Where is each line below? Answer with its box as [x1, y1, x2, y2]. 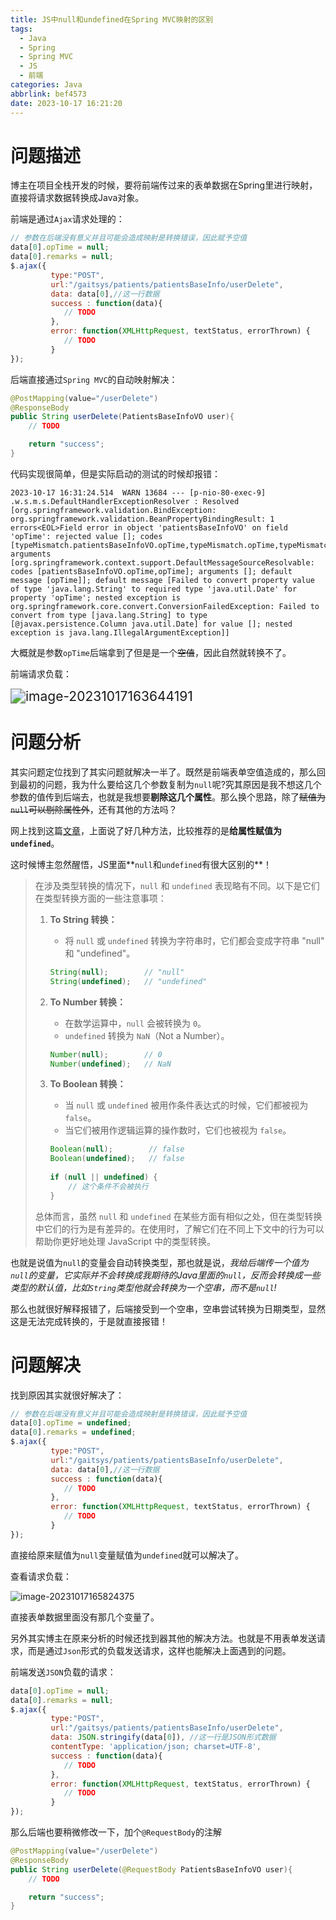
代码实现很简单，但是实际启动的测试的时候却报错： [10, 467, 221, 480]
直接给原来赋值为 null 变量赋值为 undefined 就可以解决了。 [10, 1549, 245, 1561]
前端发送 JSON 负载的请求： [10, 1666, 117, 1678]
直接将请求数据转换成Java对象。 [10, 192, 145, 204]
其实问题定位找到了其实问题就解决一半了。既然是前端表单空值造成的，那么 [10, 766, 317, 778]
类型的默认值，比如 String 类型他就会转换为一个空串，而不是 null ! [10, 1281, 277, 1293]
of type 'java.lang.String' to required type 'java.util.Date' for [10, 584, 298, 594]
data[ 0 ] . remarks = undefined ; [10, 1427, 137, 1438]
